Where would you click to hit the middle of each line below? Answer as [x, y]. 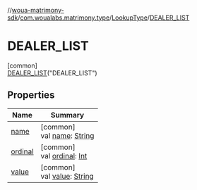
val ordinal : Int [64, 156]
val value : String [67, 176]
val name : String [67, 135]
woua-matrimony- [38, 10]
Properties [31, 95]
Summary [67, 115]
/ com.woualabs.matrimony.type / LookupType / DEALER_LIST [103, 18]
